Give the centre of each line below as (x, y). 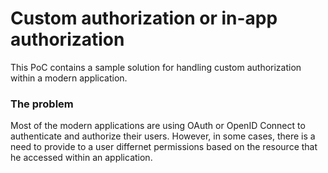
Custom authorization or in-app (144, 18)
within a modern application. (69, 78)
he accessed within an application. (81, 158)
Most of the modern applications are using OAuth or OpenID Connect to (158, 126)
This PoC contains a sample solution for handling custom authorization (156, 67)
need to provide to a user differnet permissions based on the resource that (164, 147)
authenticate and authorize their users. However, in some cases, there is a (163, 136)
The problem (42, 104)
